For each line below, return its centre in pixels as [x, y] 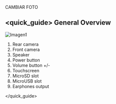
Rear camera [25, 44]
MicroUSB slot [27, 81]
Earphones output [31, 86]
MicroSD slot [26, 76]
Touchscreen [26, 70]
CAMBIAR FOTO [22, 7]
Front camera [26, 50]
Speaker [21, 54]
